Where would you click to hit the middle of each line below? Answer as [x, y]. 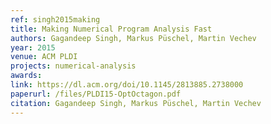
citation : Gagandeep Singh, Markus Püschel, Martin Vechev [136, 103]
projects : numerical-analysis [73, 66]
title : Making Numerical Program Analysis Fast [111, 29]
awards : [26, 76]
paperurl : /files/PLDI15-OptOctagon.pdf [96, 94]
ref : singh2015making [55, 19]
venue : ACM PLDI [44, 57]
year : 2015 [33, 47]
